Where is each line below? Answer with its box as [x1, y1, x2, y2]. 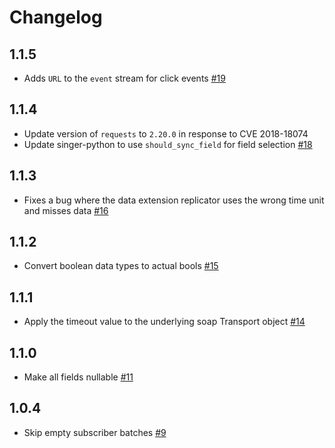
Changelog [9, 6, 103, 29]
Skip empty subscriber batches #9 [23, 426, 167, 438]
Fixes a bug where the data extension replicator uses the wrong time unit [23, 194, 325, 206]
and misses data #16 [23, 204, 109, 216]
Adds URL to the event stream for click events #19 [23, 72, 226, 84]
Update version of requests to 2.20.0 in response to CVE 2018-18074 [23, 127, 309, 140]
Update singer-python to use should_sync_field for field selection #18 [23, 138, 313, 150]
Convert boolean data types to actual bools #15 [23, 260, 219, 272]
